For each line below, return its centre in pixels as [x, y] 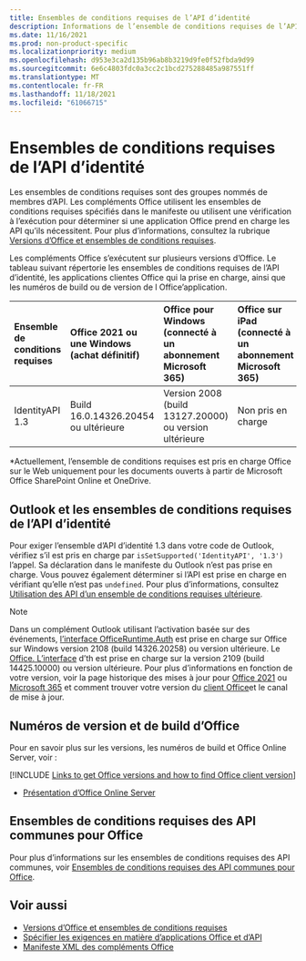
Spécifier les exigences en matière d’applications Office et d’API [142, 937]
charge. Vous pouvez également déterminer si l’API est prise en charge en [148, 575]
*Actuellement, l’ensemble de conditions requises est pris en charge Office [150, 462]
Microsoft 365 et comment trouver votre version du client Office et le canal [149, 688]
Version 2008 [193, 394]
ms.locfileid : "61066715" [58, 102]
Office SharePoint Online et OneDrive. [81, 481]
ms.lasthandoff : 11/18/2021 [63, 94]
